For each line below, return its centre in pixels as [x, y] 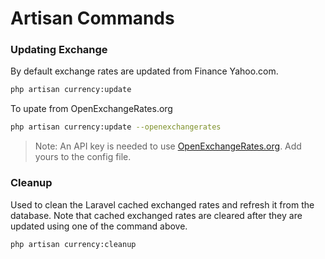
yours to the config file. [83, 157]
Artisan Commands [92, 18]
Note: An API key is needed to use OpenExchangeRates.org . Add [168, 146]
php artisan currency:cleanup [73, 244]
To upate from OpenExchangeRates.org [91, 109]
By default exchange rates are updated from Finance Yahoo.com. [144, 71]
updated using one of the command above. [99, 226]
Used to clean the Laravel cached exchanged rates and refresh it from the [162, 204]
